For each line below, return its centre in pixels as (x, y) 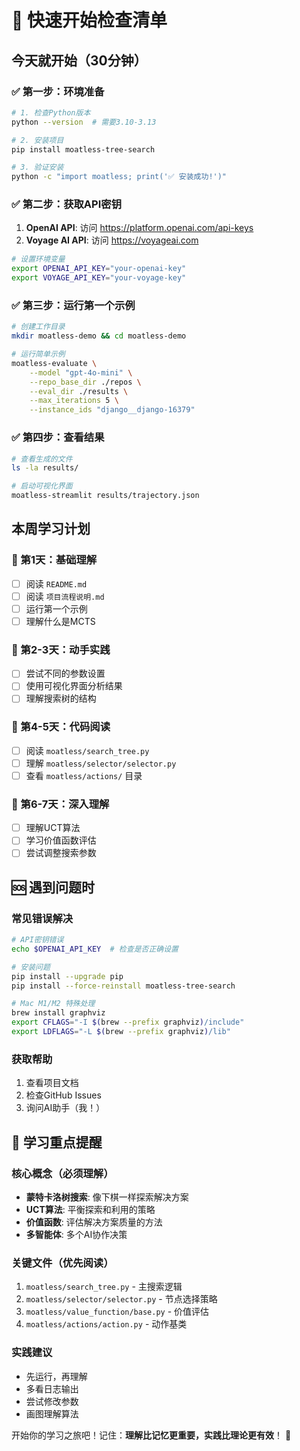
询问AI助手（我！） (65, 1108)
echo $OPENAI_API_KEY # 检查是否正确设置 (95, 949)
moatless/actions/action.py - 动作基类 (106, 1324)
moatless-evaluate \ (54, 363)
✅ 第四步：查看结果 (58, 438)
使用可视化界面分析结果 (74, 686)
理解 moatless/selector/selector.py (101, 763)
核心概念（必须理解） (62, 1173)
